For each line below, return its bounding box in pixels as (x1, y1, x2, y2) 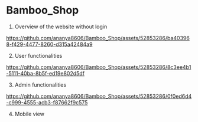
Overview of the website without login (14, 23, 108, 30)
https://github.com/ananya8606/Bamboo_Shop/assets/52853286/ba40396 (6, 34, 190, 41)
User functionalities (14, 52, 63, 59)
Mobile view (14, 110, 44, 117)
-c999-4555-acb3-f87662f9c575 (6, 98, 88, 106)
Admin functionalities (14, 81, 67, 88)
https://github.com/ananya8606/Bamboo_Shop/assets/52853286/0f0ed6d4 (6, 93, 192, 100)
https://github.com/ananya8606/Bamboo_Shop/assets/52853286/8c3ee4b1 (6, 63, 191, 71)
